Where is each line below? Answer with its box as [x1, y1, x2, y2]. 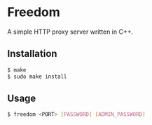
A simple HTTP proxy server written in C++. [7, 27, 134, 36]
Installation [7, 48, 57, 60]
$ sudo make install [7, 73, 68, 80]
